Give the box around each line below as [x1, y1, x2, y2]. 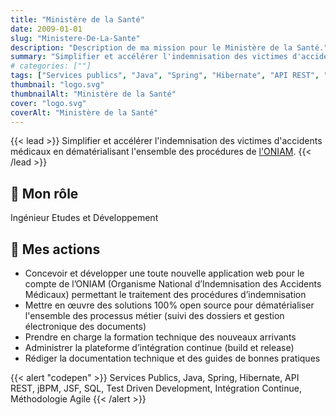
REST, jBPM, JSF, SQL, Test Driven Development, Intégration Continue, [10, 382, 302, 394]
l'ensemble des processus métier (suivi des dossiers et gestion [24, 310, 285, 321]
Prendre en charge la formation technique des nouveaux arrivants [24, 331, 297, 343]
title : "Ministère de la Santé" [10, 14, 145, 25]
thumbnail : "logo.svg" [10, 80, 105, 90]
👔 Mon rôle [10, 185, 79, 202]
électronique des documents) [24, 321, 147, 332]
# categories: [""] [10, 61, 92, 71]
